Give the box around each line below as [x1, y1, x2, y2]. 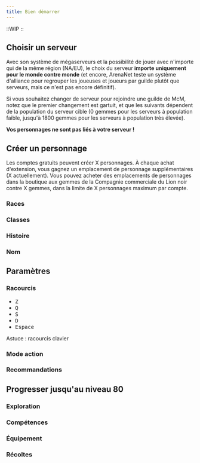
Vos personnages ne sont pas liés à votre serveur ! [6, 126, 135, 133]
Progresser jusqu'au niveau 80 [6, 384, 124, 394]
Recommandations [6, 365, 63, 374]
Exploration [6, 402, 41, 410]
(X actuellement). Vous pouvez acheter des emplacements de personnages [6, 172, 192, 179]
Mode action [6, 349, 44, 358]
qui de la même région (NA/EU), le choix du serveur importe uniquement [6, 65, 187, 72]
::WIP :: [6, 25, 24, 32]
